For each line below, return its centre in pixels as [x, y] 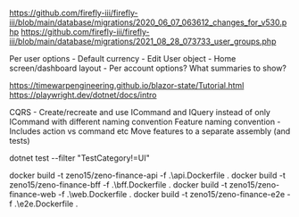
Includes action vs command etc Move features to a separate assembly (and [150, 131]
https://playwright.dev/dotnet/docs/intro [83, 95]
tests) [20, 141]
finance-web [33, 194]
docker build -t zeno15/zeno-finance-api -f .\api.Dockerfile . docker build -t [147, 175]
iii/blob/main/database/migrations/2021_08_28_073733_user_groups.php [143, 41]
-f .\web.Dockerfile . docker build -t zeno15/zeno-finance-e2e [171, 194]
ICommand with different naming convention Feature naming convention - [145, 121]
